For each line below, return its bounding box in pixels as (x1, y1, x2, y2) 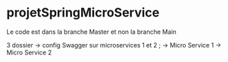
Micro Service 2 (6, 48, 52, 56)
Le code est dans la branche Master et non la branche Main (6, 28, 177, 36)
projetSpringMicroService (6, 5, 160, 21)
